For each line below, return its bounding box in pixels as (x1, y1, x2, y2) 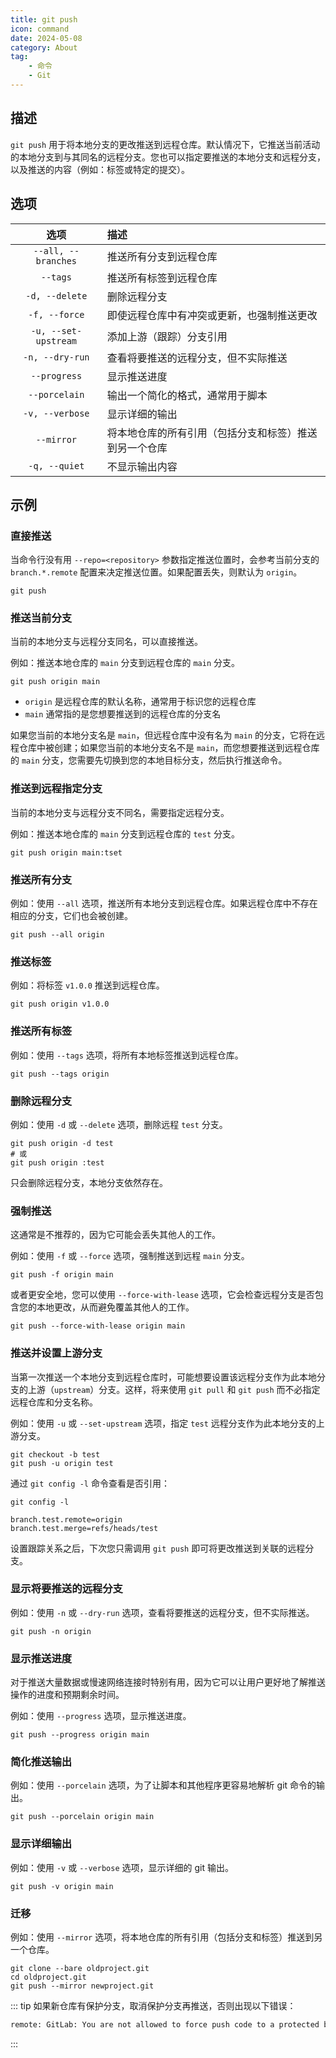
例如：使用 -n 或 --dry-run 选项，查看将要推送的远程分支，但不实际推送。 (10, 1606, 315, 1618)
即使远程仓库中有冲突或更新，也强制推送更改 (106, 308, 318, 322)
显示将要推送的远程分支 (10, 1582, 123, 1596)
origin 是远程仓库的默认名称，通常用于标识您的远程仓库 (24, 696, 257, 708)
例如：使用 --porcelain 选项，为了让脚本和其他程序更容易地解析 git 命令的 (10, 1779, 317, 1791)
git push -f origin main (10, 1270, 114, 1280)
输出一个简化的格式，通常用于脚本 (106, 388, 268, 402)
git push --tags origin (10, 1069, 110, 1079)
